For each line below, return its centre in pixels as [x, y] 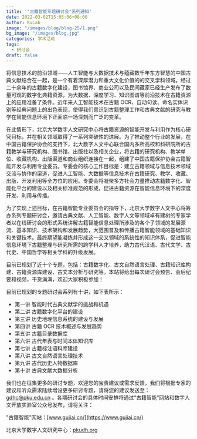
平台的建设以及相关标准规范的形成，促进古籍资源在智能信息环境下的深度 [103, 188]
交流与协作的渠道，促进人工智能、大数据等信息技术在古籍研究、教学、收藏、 [98, 173]
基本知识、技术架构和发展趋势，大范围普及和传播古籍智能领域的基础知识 [103, 230]
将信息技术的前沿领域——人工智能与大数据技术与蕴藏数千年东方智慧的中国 [96, 73]
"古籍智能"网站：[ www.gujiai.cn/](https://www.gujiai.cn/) [75, 417]
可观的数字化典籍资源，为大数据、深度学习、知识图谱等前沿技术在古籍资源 [101, 95]
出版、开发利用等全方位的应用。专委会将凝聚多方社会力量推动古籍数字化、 [96, 180]
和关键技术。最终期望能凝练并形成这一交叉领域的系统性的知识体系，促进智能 [98, 237]
